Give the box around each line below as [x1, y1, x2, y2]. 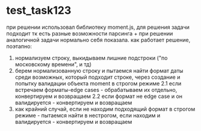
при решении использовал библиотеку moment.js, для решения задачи [6, 23, 190, 31]
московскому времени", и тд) [14, 61, 92, 68]
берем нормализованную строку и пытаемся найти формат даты [14, 67, 184, 74]
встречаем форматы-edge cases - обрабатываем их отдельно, [14, 86, 178, 93]
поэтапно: [6, 43, 32, 50]
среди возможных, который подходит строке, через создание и [14, 73, 181, 81]
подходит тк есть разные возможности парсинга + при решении [6, 29, 173, 37]
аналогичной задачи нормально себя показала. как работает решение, [6, 36, 191, 43]
